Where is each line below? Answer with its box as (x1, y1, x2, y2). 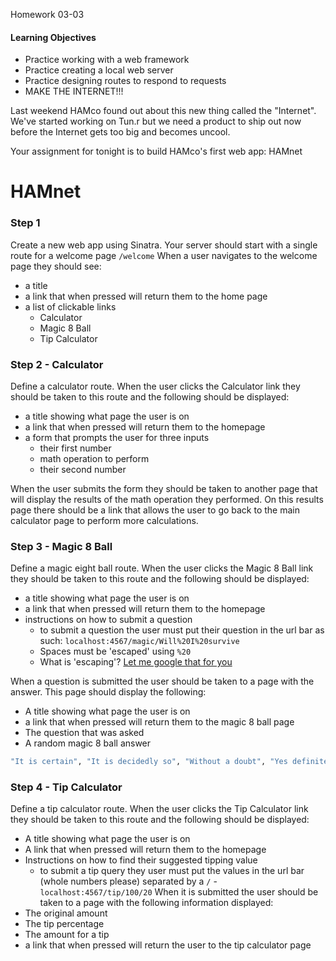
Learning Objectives (10, 31, 97, 43)
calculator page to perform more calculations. (10, 514, 199, 526)
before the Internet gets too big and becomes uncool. (10, 126, 231, 138)
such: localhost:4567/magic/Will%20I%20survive (39, 635, 240, 647)
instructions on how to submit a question (24, 614, 193, 626)
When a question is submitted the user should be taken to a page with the (10, 675, 315, 688)
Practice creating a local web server (24, 64, 174, 76)
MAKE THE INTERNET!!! (24, 85, 124, 98)
